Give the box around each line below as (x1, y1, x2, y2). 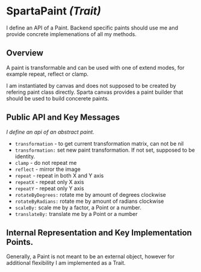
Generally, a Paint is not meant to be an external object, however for (6, 253, 175, 260)
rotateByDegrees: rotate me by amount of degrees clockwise (14, 191, 167, 198)
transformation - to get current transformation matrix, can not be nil (14, 140, 184, 147)
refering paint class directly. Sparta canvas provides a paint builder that (6, 88, 184, 96)
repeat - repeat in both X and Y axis (14, 172, 104, 179)
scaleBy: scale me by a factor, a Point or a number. (14, 203, 141, 211)
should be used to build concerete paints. (6, 94, 110, 102)
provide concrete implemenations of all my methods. (6, 30, 137, 37)
